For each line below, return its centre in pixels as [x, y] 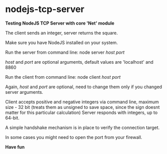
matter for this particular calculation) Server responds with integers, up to [81, 112]
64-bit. [12, 118]
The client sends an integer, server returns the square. [62, 33]
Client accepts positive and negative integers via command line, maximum [82, 102]
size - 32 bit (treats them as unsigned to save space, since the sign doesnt [82, 107]
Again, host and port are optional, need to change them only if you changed [84, 87]
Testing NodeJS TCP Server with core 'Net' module [60, 23]
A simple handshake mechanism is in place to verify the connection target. [82, 127]
